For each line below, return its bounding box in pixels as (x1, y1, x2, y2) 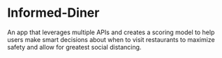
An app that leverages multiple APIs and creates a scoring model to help (7, 28, 215, 36)
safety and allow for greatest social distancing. (7, 43, 142, 51)
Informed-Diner (7, 5, 100, 21)
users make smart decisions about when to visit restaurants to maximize (7, 35, 215, 43)
